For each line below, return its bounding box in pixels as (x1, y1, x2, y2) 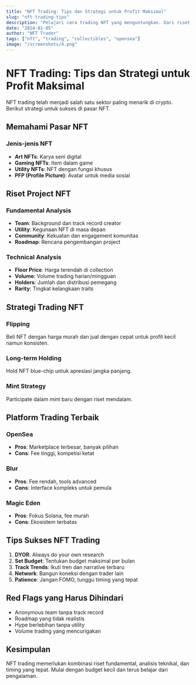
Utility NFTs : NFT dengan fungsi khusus (14, 165, 113, 172)
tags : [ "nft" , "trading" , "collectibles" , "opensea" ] (6, 36, 141, 42)
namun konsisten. (6, 339, 49, 347)
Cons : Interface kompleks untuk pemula (14, 484, 112, 491)
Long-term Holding (6, 354, 62, 362)
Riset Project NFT (6, 189, 72, 199)
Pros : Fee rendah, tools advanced (14, 477, 97, 485)
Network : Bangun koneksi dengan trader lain (14, 570, 124, 577)
